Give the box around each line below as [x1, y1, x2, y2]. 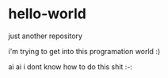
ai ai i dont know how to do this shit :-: [8, 61, 133, 72]
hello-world [8, 5, 87, 23]
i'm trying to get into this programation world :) [8, 46, 161, 56]
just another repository [8, 31, 83, 41]
